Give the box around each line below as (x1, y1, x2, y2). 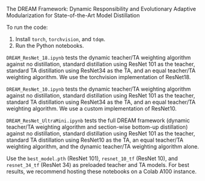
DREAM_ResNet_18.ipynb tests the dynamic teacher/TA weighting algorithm (6, 54, 192, 61)
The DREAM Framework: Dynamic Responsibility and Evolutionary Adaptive (6, 6, 196, 12)
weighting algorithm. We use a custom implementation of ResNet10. (6, 105, 177, 112)
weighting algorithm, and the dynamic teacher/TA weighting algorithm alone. (6, 143, 199, 150)
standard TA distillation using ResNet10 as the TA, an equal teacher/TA (6, 136, 184, 144)
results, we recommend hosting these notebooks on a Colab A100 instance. (6, 168, 197, 175)
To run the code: (6, 24, 48, 31)
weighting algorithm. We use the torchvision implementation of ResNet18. (6, 74, 191, 80)
